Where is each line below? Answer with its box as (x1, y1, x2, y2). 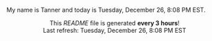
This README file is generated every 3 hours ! (49, 19, 180, 27)
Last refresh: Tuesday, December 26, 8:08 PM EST (43, 27, 187, 34)
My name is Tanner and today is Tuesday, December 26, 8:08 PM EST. (6, 6, 206, 14)
